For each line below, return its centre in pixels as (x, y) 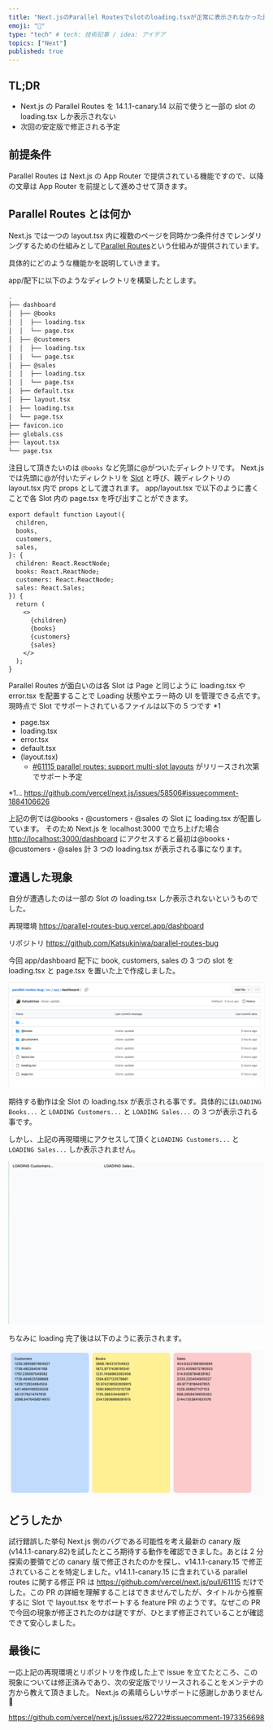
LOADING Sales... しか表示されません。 (74, 1149)
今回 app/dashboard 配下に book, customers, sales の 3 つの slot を (121, 960)
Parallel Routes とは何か (70, 215)
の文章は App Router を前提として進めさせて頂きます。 (100, 186)
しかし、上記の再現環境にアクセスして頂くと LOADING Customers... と (124, 1139)
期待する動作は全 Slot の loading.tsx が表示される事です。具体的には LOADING (135, 1102)
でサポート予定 (57, 777)
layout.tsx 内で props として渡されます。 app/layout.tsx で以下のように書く (134, 488)
